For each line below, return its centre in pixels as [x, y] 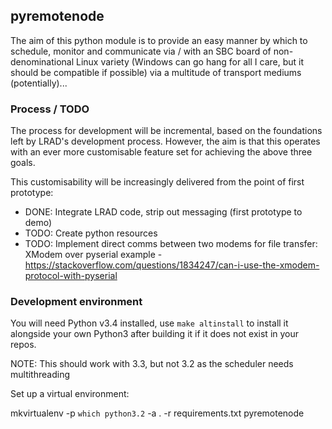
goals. [23, 163]
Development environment [76, 302]
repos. [23, 345]
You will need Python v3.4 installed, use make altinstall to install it [149, 323]
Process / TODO [50, 109]
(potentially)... [39, 83]
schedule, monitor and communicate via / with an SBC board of [141, 51]
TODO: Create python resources [91, 233]
